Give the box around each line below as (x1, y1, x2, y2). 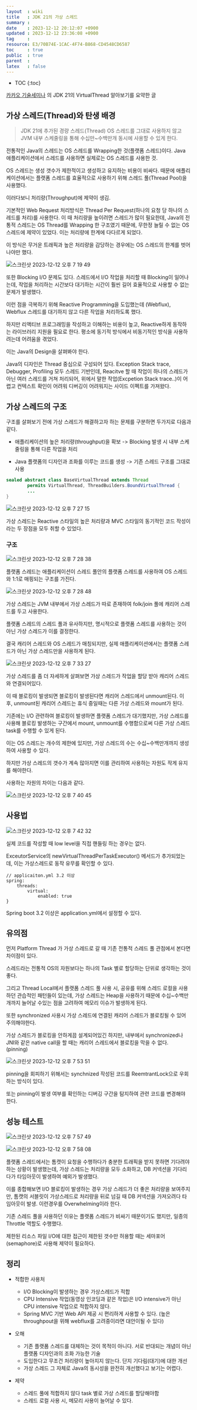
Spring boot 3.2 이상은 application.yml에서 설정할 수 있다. (6, 909, 142, 916)
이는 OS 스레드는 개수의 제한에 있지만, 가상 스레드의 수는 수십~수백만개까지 (6, 739, 178, 747)
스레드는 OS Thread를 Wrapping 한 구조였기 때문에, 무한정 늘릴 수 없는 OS (16, 221, 189, 228)
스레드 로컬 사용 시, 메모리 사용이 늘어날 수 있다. (23, 1397, 133, 1404)
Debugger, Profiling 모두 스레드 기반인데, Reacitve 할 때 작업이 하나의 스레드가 (6, 368, 188, 375)
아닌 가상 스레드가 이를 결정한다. (6, 628, 81, 635)
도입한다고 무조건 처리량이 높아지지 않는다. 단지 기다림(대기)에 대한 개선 (23, 1358, 188, 1365)
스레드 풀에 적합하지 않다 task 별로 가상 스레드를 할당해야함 (23, 1390, 159, 1397)
